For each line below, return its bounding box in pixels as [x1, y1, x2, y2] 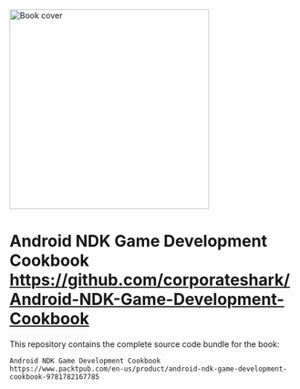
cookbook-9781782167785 [9, 372, 100, 382]
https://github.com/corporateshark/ [9, 269, 290, 290]
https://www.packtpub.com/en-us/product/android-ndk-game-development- [9, 364, 287, 373]
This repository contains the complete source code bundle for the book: [9, 338, 280, 350]
